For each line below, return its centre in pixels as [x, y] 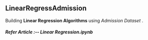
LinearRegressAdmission [46, 8]
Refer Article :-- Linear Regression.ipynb [49, 32]
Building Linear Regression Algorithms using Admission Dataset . [74, 20]
